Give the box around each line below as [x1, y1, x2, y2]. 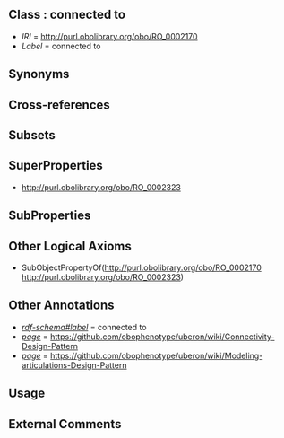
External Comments [8, 416, 122, 432]
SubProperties [8, 208, 91, 223]
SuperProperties [8, 158, 104, 173]
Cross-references [8, 97, 111, 112]
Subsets [8, 127, 56, 143]
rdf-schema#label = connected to [21, 321, 147, 332]
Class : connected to [8, 7, 126, 22]
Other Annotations [8, 298, 115, 313]
